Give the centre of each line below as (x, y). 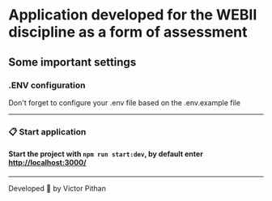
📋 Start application (47, 131)
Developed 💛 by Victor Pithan (57, 188)
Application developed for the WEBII (133, 15)
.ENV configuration (47, 85)
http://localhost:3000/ (47, 163)
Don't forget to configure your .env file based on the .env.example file (125, 102)
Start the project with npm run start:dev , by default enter (106, 154)
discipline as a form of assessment (128, 32)
